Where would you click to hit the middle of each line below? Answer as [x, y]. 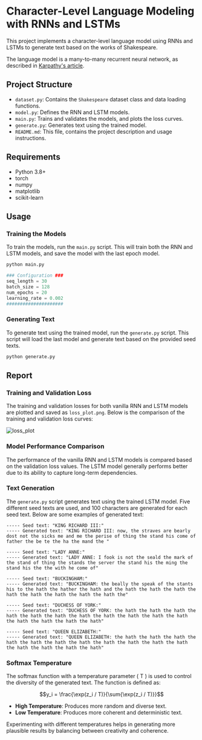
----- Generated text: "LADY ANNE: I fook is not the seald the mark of [100, 557]
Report [19, 375]
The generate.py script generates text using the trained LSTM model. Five [98, 501]
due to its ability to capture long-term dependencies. [72, 472]
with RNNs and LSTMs [64, 24]
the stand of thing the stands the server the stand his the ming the [97, 563]
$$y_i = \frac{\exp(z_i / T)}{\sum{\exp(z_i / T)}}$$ [102, 694]
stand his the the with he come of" [52, 568]
